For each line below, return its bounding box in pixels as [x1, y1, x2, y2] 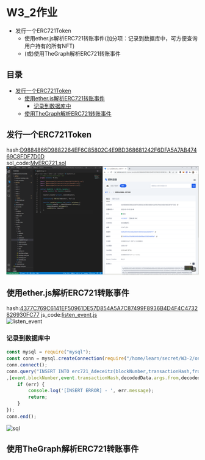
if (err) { [17, 381, 45, 387]
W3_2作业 [6, 6, 58, 20]
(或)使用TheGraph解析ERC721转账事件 [24, 50, 121, 57]
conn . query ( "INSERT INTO [6, 368, 70, 374]
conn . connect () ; [6, 362, 48, 368]
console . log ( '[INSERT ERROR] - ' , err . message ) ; [28, 388, 154, 394]
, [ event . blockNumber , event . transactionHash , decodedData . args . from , [6, 374, 182, 381]
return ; [28, 394, 48, 401]
